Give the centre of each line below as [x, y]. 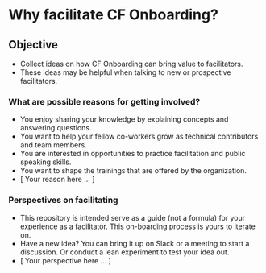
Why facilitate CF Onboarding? [114, 15]
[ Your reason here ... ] [57, 180]
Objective [33, 45]
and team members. [53, 145]
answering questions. [56, 128]
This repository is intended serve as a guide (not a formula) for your [133, 217]
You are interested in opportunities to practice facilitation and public [133, 154]
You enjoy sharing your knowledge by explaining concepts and [124, 119]
